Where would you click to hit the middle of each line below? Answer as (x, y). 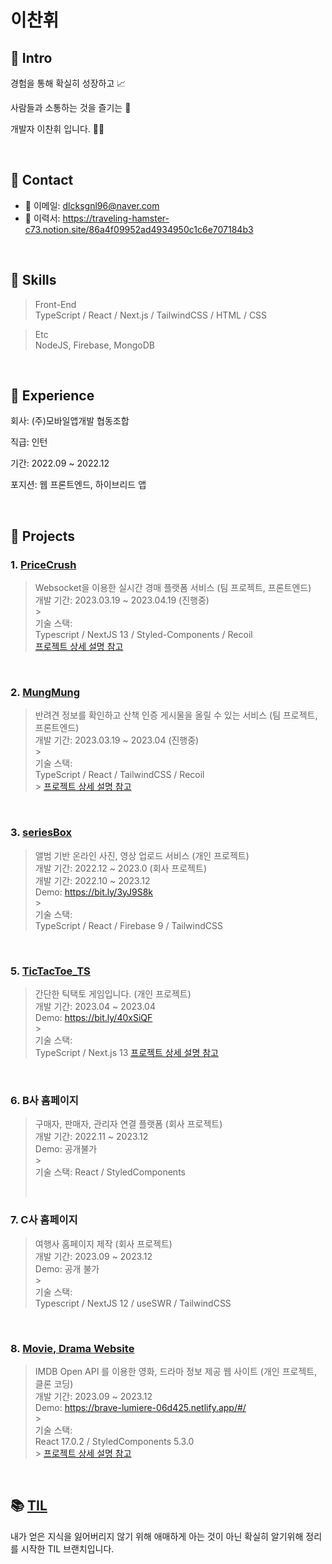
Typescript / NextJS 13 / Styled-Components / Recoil (143, 635)
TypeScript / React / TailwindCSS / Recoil (119, 775)
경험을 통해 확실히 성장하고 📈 (68, 83)
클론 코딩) (54, 1383)
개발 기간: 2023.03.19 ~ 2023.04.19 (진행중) (122, 600)
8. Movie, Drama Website (72, 1348)
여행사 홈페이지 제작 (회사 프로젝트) (103, 1243)
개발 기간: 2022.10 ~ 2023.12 (92, 880)
